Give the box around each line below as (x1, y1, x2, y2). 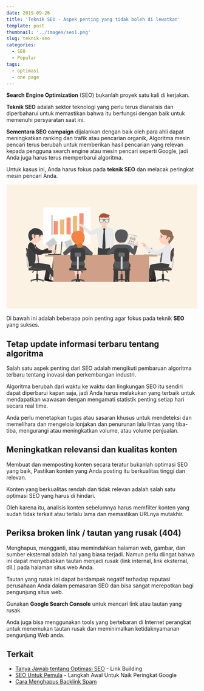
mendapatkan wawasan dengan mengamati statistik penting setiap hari (6, 396, 185, 403)
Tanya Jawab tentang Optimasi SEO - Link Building (15, 665, 143, 673)
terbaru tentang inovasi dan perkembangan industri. (6, 371, 137, 378)
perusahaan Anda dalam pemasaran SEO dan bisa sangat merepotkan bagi (6, 582, 194, 589)
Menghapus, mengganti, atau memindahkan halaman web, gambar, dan (6, 544, 186, 551)
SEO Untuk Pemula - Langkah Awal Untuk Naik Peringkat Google (15, 672, 177, 679)
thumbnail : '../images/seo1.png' (6, 29, 91, 35)
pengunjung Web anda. (6, 631, 65, 639)
